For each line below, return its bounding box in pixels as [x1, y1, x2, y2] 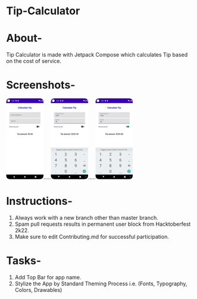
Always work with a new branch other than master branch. [14, 214, 159, 221]
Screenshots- [6, 79, 76, 92]
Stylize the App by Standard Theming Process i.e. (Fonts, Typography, [14, 280, 187, 287]
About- [6, 32, 43, 45]
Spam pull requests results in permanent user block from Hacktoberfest [14, 220, 191, 228]
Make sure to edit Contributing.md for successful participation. [14, 233, 170, 240]
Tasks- [6, 254, 42, 267]
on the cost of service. [6, 58, 61, 65]
